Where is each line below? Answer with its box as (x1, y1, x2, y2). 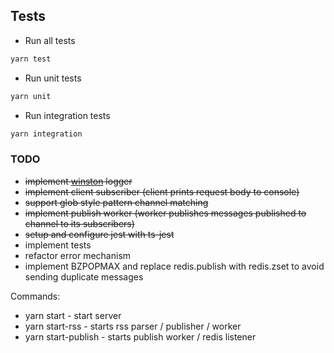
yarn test (10, 54, 52, 64)
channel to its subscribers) (24, 217, 135, 229)
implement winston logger (24, 175, 133, 187)
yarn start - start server (24, 309, 122, 321)
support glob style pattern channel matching (24, 196, 209, 208)
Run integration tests (24, 109, 111, 121)
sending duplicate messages (24, 270, 144, 283)
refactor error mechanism (24, 249, 132, 261)
